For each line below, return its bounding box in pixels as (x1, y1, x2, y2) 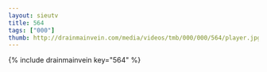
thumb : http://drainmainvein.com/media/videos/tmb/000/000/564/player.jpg (8, 33, 261, 42)
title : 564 (8, 19, 44, 27)
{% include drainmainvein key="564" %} (8, 55, 141, 65)
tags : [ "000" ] (8, 26, 56, 34)
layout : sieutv (8, 11, 59, 20)
